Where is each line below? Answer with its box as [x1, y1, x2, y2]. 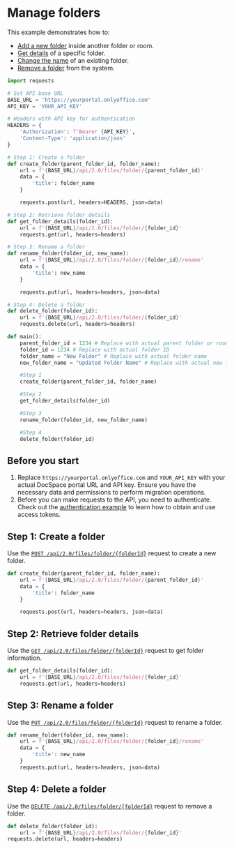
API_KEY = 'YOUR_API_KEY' [7, 103, 82, 110]
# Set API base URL [7, 89, 64, 97]
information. [7, 654, 42, 662]
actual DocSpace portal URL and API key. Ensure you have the [17, 481, 196, 489]
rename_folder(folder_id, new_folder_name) [19, 416, 148, 423]
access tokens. [17, 511, 61, 519]
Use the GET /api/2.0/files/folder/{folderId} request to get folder [7, 647, 204, 655]
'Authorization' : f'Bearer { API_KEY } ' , [19, 128, 136, 135]
